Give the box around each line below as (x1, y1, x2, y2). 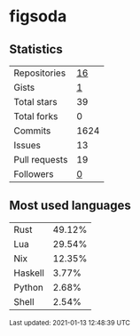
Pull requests (13, 154, 68, 165)
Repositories (13, 67, 66, 79)
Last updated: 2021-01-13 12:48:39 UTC (9, 318, 131, 327)
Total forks (13, 110, 58, 122)
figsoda (9, 6, 67, 27)
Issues (13, 140, 42, 151)
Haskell (13, 267, 44, 279)
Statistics (9, 42, 64, 57)
